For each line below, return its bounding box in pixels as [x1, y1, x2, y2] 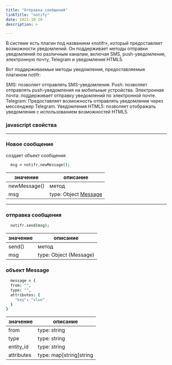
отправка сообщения [6, 211, 62, 218]
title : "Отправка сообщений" [6, 7, 68, 13]
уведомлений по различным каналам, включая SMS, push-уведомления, [6, 51, 166, 57]
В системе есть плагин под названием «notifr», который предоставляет [6, 40, 163, 46]
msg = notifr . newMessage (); [10, 162, 70, 167]
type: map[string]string [38, 352, 93, 359]
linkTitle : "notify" [6, 12, 50, 17]
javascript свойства [6, 121, 57, 129]
